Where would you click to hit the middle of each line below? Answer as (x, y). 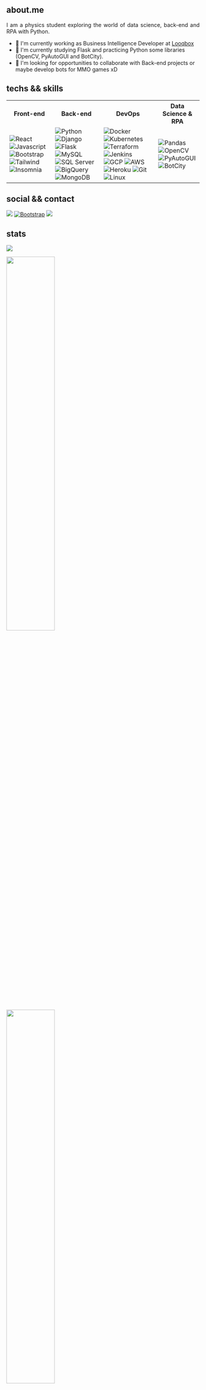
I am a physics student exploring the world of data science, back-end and (103, 25)
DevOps (128, 113)
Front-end (29, 113)
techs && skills (35, 89)
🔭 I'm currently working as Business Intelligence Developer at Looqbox (105, 43)
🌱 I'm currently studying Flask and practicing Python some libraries (100, 50)
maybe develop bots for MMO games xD (66, 69)
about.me (25, 10)
